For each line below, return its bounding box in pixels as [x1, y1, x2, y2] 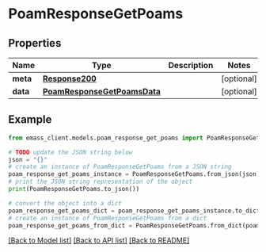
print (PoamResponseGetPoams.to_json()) [8, 185, 140, 193]
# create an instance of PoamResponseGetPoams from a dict [8, 214, 207, 222]
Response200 [42, 73, 97, 84]
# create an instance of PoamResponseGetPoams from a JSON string [8, 163, 232, 171]
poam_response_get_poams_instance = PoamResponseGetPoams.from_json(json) [8, 170, 260, 178]
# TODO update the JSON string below [8, 148, 133, 156]
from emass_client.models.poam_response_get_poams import [8, 134, 203, 142]
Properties [8, 36, 62, 50]
